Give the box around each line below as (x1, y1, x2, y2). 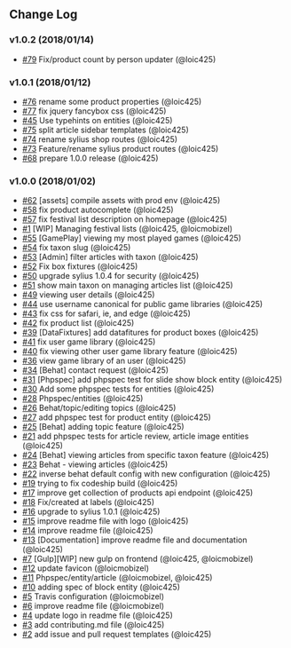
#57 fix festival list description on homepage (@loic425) (21, 214, 228, 225)
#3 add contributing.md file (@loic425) (21, 620, 165, 630)
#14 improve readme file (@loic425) (21, 526, 153, 536)
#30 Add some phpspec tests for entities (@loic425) (21, 383, 215, 394)
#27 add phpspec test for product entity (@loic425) (21, 412, 211, 423)
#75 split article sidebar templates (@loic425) (21, 124, 189, 135)
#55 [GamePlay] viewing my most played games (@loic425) (21, 233, 242, 243)
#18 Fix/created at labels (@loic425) (21, 497, 155, 508)
